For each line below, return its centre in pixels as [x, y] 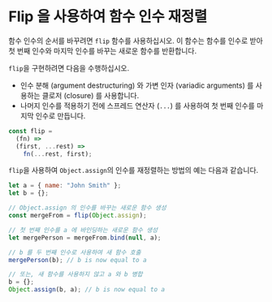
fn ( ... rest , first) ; [58, 154]
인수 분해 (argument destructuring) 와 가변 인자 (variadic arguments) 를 [137, 85]
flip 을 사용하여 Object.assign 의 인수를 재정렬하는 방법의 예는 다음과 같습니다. [134, 170]
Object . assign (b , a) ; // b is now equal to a [86, 290]
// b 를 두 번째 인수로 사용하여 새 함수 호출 [75, 252]
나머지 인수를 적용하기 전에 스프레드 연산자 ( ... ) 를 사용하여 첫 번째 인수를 [138, 106]
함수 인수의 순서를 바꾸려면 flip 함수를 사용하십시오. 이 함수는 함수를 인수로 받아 [136, 41]
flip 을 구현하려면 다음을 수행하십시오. [69, 68]
